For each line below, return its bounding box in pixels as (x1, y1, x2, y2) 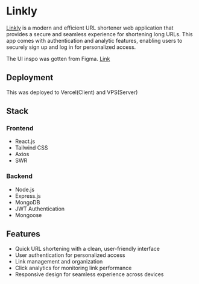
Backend (6, 172, 33, 180)
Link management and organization (14, 257, 103, 265)
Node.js (14, 186, 35, 193)
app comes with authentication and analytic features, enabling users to (6, 37, 183, 44)
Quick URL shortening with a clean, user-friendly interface (14, 245, 160, 252)
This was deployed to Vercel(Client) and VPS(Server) (6, 89, 138, 96)
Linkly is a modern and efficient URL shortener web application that (6, 24, 174, 31)
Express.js (14, 192, 41, 200)
